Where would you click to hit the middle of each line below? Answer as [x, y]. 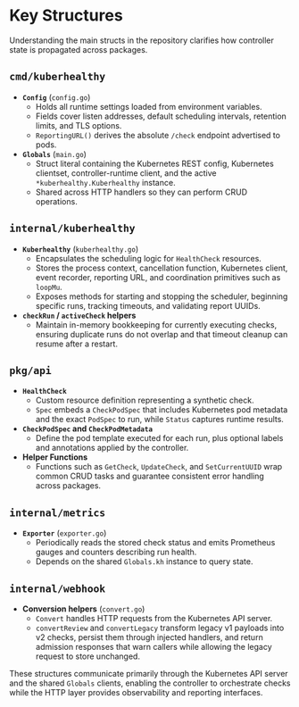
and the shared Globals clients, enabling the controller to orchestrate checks [150, 683]
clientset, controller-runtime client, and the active [126, 173]
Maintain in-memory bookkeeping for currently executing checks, [156, 324]
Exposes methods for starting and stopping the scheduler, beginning [162, 296]
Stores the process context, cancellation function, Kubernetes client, [162, 268]
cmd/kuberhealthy [57, 77]
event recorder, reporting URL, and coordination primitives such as [158, 277]
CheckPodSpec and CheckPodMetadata [87, 428]
